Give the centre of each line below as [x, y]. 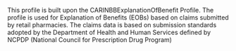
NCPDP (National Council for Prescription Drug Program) [90, 40]
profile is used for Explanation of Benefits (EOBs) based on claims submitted [118, 17]
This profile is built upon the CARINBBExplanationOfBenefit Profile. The [111, 10]
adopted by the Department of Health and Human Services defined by [109, 32]
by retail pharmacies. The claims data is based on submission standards [112, 25]
